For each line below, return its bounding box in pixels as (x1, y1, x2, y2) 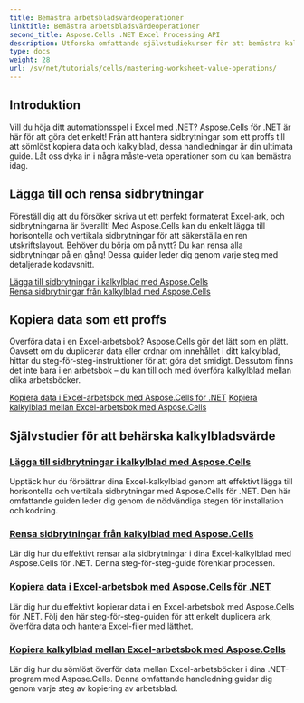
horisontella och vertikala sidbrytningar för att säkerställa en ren (9, 229, 248, 240)
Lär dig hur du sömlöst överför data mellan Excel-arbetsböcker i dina (9, 663, 266, 674)
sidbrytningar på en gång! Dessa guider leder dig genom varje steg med (9, 249, 279, 259)
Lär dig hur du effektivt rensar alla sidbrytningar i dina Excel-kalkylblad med (9, 548, 292, 559)
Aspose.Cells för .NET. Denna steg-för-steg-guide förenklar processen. (9, 558, 276, 569)
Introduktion (9, 97, 81, 113)
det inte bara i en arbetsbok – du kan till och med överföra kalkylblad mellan (9, 365, 292, 376)
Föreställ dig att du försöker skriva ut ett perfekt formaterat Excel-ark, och (9, 210, 285, 221)
